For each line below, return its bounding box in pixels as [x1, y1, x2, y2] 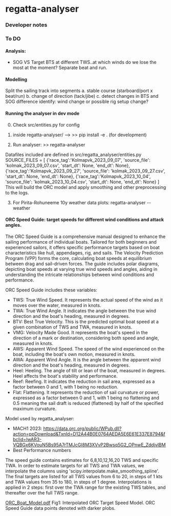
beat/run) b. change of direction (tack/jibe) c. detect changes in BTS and [5, 93, 159, 99]
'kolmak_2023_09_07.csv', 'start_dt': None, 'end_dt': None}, [5, 162, 131, 168]
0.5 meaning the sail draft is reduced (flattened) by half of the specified [12, 400, 164, 406]
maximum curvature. [12, 405, 57, 412]
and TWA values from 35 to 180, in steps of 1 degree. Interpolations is [5, 479, 152, 485]
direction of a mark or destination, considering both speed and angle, [12, 335, 159, 341]
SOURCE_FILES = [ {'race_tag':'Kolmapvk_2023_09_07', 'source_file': [5, 157, 151, 163]
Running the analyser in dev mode [5, 111, 80, 117]
